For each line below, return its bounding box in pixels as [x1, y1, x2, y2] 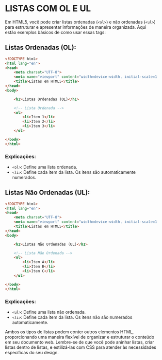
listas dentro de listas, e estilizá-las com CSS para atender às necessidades [5, 344, 157, 350]
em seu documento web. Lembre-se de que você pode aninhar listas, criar [5, 339, 154, 345]
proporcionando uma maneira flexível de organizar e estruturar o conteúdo [5, 334, 154, 340]
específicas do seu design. [5, 349, 59, 355]
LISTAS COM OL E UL [5, 3, 91, 14]
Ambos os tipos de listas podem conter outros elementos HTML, [5, 329, 134, 335]
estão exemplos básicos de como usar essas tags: [5, 29, 106, 35]
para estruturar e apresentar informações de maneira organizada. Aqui [5, 24, 146, 30]
